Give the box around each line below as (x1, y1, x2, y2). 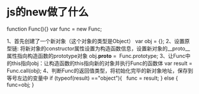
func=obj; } (7, 81, 34, 88)
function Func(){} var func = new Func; (7, 25, 102, 33)
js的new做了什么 (7, 5, 89, 19)
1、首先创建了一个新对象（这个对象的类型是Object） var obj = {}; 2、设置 (7, 37, 185, 44)
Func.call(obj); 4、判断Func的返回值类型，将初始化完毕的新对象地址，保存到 (7, 67, 194, 74)
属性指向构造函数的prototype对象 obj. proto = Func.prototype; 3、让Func (7, 52, 185, 59)
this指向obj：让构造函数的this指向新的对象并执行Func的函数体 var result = (11, 60, 193, 67)
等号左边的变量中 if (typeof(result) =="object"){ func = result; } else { (7, 74, 178, 82)
